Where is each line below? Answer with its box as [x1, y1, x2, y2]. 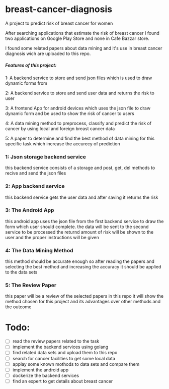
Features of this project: [5, 62, 57, 68]
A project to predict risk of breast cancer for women [5, 20, 113, 26]
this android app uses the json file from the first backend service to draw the [5, 218, 164, 224]
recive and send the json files [5, 170, 66, 176]
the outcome [5, 304, 32, 310]
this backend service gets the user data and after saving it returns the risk [5, 194, 158, 200]
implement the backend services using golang [12, 344, 109, 350]
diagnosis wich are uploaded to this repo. [5, 50, 91, 57]
